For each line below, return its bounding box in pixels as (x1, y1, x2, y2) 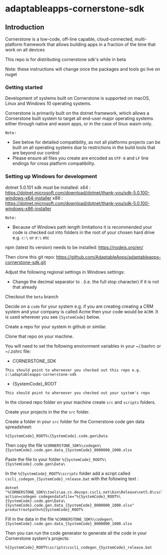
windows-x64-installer (5, 195, 52, 201)
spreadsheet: (5, 424, 32, 430)
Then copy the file (5, 442, 43, 448)
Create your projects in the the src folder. (5, 409, 90, 415)
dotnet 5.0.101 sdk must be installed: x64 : (5, 184, 91, 190)
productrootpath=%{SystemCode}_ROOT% (5, 507, 83, 512)
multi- (134, 36, 147, 42)
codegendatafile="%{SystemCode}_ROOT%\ (38, 494, 121, 499)
